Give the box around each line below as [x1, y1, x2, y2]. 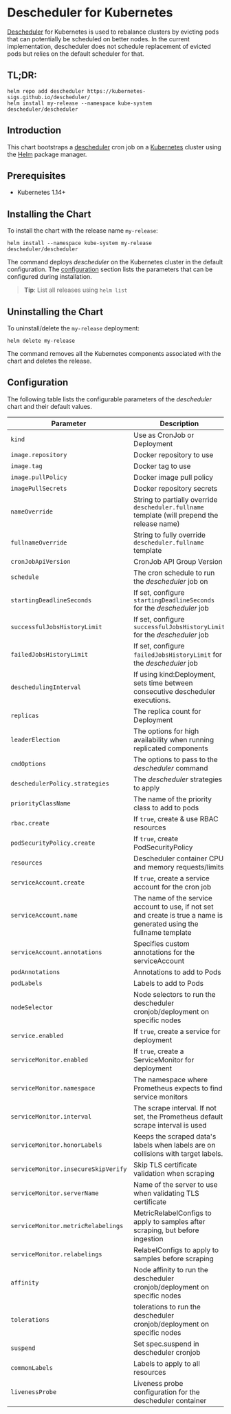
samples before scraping [133, 1254, 214, 1263]
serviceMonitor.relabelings [10, 1250, 102, 1258]
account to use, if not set [133, 902, 214, 911]
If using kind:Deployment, [133, 669, 217, 679]
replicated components [133, 743, 208, 753]
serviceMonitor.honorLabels [10, 1141, 102, 1149]
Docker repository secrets [133, 483, 218, 493]
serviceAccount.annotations [10, 948, 102, 956]
